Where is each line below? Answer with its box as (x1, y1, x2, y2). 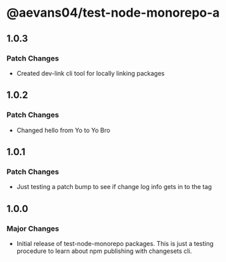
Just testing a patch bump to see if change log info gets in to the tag (16, 183, 212, 191)
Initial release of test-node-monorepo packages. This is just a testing (16, 239, 214, 247)
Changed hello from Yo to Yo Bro (16, 126, 110, 134)
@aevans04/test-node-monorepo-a (6, 5, 220, 21)
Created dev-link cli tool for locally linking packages (16, 69, 165, 77)
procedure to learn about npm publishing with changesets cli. (16, 247, 192, 255)
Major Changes (6, 224, 60, 234)
